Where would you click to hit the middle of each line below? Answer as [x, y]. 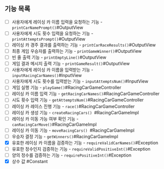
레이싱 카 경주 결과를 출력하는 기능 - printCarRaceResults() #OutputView [84, 45]
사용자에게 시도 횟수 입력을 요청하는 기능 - [53, 33]
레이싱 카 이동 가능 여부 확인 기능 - [45, 119]
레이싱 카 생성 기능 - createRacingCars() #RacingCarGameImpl [75, 112]
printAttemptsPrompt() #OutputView [49, 39]
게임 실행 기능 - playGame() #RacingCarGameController [66, 87]
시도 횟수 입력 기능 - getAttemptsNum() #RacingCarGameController [78, 100]
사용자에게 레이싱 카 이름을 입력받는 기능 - [53, 70]
